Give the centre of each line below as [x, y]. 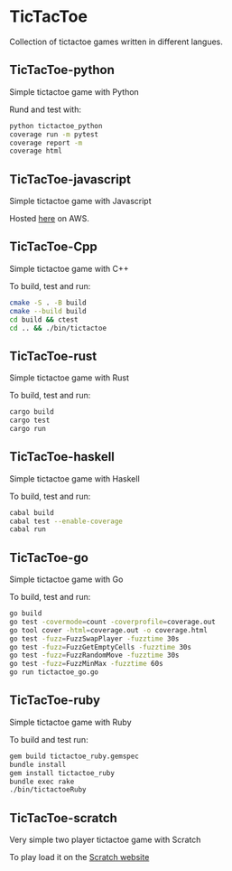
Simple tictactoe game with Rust [69, 378]
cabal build [32, 512]
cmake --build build [48, 311]
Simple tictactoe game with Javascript [80, 201]
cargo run [28, 428]
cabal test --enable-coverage [66, 521]
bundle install [38, 764]
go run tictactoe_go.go [54, 672]
